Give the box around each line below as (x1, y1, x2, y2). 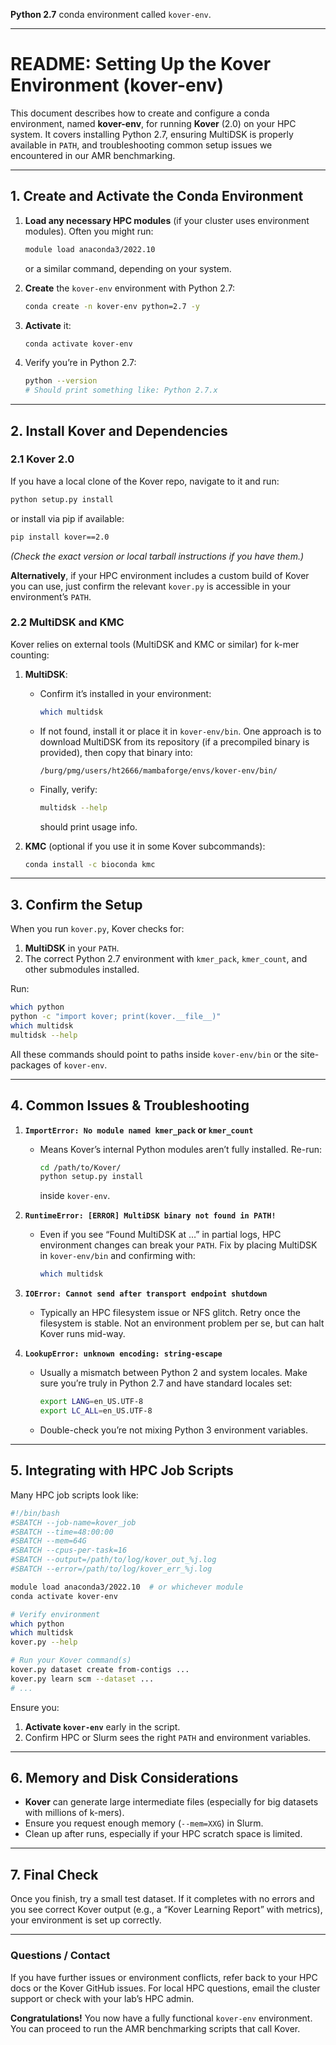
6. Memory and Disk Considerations (10, 1770, 239, 1787)
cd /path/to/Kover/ (39, 1162, 122, 1173)
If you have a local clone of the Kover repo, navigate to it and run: (10, 475, 280, 487)
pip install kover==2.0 (10, 532, 110, 542)
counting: (10, 649, 50, 661)
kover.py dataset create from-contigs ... (10, 1665, 190, 1675)
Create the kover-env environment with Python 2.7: (24, 282, 236, 294)
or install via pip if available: (10, 512, 125, 524)
